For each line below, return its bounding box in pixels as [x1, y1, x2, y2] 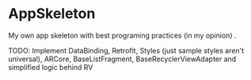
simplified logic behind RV [8, 62, 93, 71]
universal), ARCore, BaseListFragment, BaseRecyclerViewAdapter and [8, 54, 237, 64]
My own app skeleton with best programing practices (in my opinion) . [8, 31, 237, 40]
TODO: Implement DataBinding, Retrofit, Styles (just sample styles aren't [8, 45, 245, 55]
